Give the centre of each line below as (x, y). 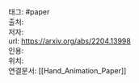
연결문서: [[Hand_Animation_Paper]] (67, 71)
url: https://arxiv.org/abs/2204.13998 (69, 41)
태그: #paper (29, 12)
